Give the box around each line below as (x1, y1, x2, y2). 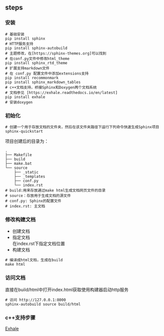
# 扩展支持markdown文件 (5, 66, 50, 71)
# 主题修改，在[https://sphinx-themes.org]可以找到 (5, 51, 107, 56)
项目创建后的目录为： (5, 138, 49, 144)
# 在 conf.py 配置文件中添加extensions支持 (5, 71, 89, 76)
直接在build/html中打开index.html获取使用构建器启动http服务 (5, 287, 129, 292)
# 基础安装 (5, 32, 25, 37)
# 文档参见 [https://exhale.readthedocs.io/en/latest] (5, 90, 118, 95)
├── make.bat (5, 161, 32, 166)
